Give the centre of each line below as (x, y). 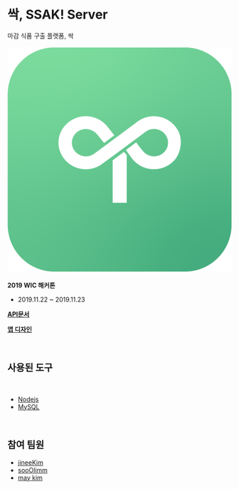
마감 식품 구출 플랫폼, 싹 (41, 36)
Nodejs (28, 399)
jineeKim (31, 462)
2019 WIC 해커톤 (31, 285)
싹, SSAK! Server (58, 15)
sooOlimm (32, 470)
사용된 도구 (30, 368)
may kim (30, 478)
